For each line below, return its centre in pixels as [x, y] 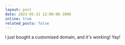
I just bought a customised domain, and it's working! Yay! [63, 37]
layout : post [18, 10]
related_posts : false [27, 23]
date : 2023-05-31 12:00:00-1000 [38, 14]
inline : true [18, 19]
